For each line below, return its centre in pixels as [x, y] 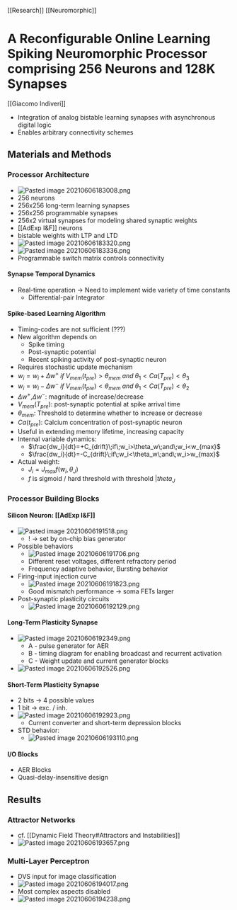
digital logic [34, 125]
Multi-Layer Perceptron [48, 861]
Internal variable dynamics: [57, 439]
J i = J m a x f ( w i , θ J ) [53, 470]
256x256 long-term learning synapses [74, 205]
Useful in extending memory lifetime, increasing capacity [101, 431]
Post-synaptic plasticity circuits [63, 598]
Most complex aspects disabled [64, 892]
